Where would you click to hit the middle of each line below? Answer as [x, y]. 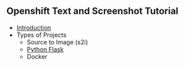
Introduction [34, 27]
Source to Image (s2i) [57, 42]
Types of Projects [41, 35]
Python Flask [45, 49]
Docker [37, 56]
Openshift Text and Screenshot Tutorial [92, 11]
